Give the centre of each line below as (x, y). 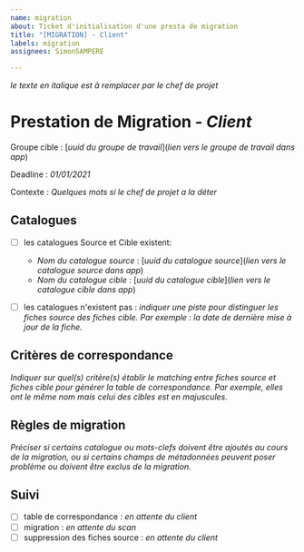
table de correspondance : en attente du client (110, 517)
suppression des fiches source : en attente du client (121, 537)
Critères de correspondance (92, 355)
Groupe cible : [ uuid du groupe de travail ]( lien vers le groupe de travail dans (153, 147)
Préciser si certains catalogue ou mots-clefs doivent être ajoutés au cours (149, 447)
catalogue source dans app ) (90, 270)
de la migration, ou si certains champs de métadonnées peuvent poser (143, 457)
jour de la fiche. (53, 327)
